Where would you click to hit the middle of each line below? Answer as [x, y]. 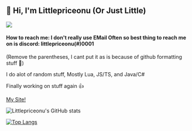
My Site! [16, 100]
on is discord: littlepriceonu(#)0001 [50, 44]
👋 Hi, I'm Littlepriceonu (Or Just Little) [76, 11]
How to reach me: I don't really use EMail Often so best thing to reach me [96, 38]
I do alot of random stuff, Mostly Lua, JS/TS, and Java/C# [76, 75]
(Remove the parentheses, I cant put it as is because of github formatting [94, 57]
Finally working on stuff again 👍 [45, 86]
